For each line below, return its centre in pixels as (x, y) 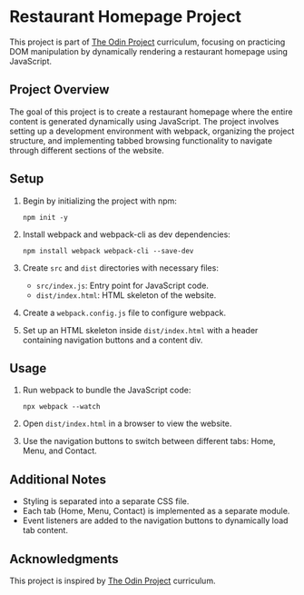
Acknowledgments (64, 559)
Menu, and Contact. (59, 451)
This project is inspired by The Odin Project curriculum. (113, 580)
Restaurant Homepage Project (126, 17)
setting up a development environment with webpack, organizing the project (152, 131)
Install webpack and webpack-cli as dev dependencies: (127, 234)
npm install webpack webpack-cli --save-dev (108, 251)
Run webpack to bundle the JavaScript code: (107, 390)
